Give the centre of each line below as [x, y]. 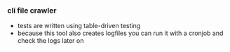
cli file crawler [32, 11]
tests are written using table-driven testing [79, 26]
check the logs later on [50, 41]
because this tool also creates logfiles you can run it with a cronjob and [120, 33]
